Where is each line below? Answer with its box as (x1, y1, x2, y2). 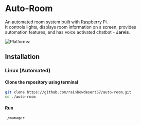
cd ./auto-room (5, 94, 36, 99)
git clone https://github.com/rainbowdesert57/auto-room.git (5, 90, 132, 95)
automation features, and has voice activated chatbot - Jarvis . (5, 29, 130, 35)
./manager (5, 116, 25, 121)
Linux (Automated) (5, 67, 51, 74)
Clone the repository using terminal (5, 79, 79, 85)
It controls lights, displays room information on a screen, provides (5, 24, 137, 30)
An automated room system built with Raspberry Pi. (5, 19, 108, 25)
